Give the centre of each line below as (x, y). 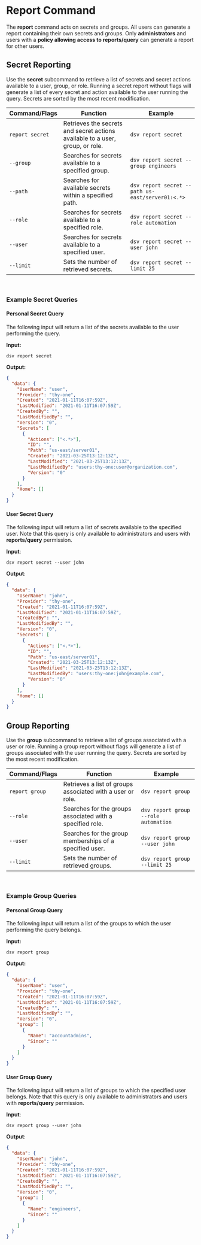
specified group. (86, 170)
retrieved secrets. (88, 269)
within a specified (88, 195)
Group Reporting (38, 726)
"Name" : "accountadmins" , (60, 1036)
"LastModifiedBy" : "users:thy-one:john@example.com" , (96, 674)
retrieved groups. (87, 866)
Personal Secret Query (35, 314)
